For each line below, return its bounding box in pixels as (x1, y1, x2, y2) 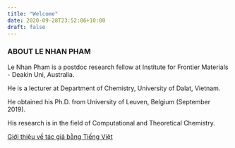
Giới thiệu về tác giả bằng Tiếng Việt (7, 132, 113, 141)
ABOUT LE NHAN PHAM (7, 47, 91, 56)
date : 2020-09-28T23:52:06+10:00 (7, 17, 106, 24)
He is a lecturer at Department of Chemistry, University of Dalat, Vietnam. (7, 84, 221, 92)
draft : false (7, 23, 46, 30)
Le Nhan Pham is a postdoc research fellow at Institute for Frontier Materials (7, 63, 229, 71)
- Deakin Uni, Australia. (7, 70, 75, 78)
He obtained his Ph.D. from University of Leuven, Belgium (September (7, 97, 211, 106)
